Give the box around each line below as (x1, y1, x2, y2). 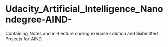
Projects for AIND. (5, 36, 43, 42)
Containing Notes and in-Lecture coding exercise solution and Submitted (5, 30, 158, 36)
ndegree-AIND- (5, 14, 72, 25)
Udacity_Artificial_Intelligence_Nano (5, 3, 163, 15)
